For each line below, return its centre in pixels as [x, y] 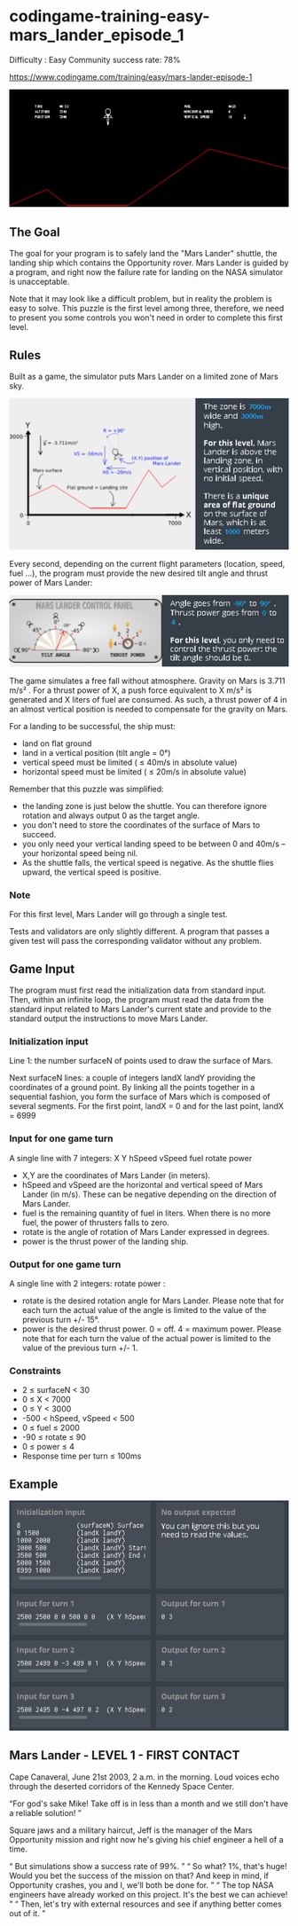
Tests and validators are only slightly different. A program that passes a [140, 932]
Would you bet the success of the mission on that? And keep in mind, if [139, 1875]
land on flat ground [57, 743]
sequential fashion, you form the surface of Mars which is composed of [140, 1097]
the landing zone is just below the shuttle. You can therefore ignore [145, 806]
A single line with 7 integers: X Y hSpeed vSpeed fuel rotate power [131, 1158]
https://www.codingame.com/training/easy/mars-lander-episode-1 [131, 76]
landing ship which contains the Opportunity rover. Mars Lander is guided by [149, 263]
